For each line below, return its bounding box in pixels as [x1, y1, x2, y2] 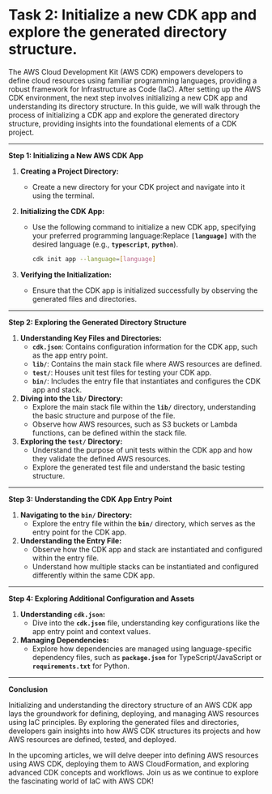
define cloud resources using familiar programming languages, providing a [8, 75, 257, 85]
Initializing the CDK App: [19, 206, 105, 216]
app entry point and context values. [32, 626, 151, 636]
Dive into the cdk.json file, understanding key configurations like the [32, 618, 261, 628]
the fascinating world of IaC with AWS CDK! [8, 776, 154, 786]
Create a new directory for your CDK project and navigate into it [32, 182, 245, 191]
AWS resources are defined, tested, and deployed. [8, 734, 176, 744]
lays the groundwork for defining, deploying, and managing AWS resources [8, 708, 260, 719]
